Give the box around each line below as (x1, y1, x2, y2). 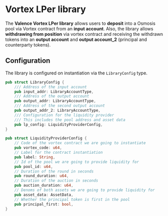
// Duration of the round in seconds (14, 168, 94, 174)
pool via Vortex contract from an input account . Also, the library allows (5, 25, 153, 31)
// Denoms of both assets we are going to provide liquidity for (14, 188, 155, 193)
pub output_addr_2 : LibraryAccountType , (14, 108, 101, 113)
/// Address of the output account (14, 94, 90, 99)
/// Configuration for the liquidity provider (14, 112, 114, 117)
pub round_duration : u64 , (14, 174, 69, 179)
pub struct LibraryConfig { (5, 79, 65, 84)
